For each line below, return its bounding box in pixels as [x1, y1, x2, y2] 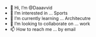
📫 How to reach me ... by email [10, 26, 76, 32]
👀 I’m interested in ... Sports [10, 10, 68, 16]
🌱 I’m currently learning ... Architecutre [10, 15, 91, 21]
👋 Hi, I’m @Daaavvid [10, 5, 53, 10]
